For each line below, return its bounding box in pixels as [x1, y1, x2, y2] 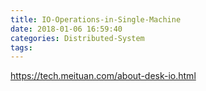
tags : [10, 42, 33, 53]
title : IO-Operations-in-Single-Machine [10, 14, 182, 25]
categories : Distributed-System [10, 33, 145, 43]
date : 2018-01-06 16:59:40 [10, 24, 123, 34]
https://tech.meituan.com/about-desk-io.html [10, 70, 197, 82]
